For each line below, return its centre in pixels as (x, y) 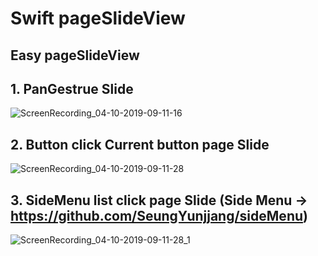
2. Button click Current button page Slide (140, 144)
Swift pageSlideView (98, 18)
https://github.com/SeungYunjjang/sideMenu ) (159, 215)
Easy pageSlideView (75, 55)
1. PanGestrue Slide (72, 88)
